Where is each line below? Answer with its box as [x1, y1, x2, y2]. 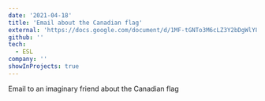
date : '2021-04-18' [8, 11, 73, 20]
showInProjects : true [8, 63, 80, 70]
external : [8, 26, 41, 34]
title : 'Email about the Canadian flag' [8, 19, 144, 27]
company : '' [8, 56, 47, 63]
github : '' [8, 33, 44, 41]
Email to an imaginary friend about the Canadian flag [8, 84, 179, 93]
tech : [8, 41, 26, 49]
